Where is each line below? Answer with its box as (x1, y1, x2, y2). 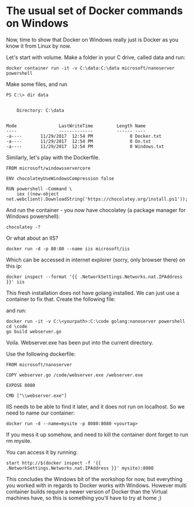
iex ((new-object (16, 191, 59, 197)
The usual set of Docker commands (6, 4, 183, 18)
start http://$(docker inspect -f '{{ (6, 460, 101, 466)
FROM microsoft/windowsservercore (6, 165, 91, 171)
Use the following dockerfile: (6, 350, 76, 357)
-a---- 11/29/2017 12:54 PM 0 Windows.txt (6, 143, 165, 150)
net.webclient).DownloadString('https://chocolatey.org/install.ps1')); (6, 196, 188, 202)
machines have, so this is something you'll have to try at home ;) (6, 494, 162, 501)
